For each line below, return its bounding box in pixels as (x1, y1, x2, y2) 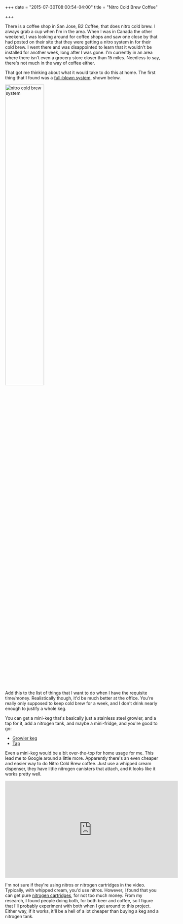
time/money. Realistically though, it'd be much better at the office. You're (5, 695, 154, 701)
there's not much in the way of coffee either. (5, 60, 95, 66)
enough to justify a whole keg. (5, 705, 67, 711)
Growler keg (12, 735, 37, 741)
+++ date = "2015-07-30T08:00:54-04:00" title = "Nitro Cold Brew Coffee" (5, 4, 158, 10)
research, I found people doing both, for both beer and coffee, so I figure (5, 898, 153, 903)
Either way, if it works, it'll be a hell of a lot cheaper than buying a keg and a (5, 908, 159, 914)
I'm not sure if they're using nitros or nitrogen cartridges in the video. (5, 882, 146, 887)
